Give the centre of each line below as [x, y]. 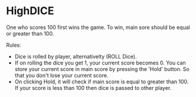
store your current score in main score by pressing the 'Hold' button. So [102, 69]
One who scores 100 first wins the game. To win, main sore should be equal [98, 27]
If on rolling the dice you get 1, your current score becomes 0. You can [100, 63]
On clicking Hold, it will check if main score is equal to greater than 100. [102, 82]
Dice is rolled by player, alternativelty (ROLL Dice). [76, 56]
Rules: [14, 45]
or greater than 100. [30, 33]
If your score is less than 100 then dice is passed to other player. [93, 88]
